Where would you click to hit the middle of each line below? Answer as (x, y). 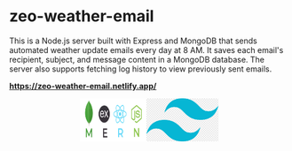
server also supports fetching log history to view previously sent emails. (141, 69)
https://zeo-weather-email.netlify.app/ (83, 86)
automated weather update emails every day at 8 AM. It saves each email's (146, 49)
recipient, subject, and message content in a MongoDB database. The (137, 59)
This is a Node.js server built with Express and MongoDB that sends (133, 41)
